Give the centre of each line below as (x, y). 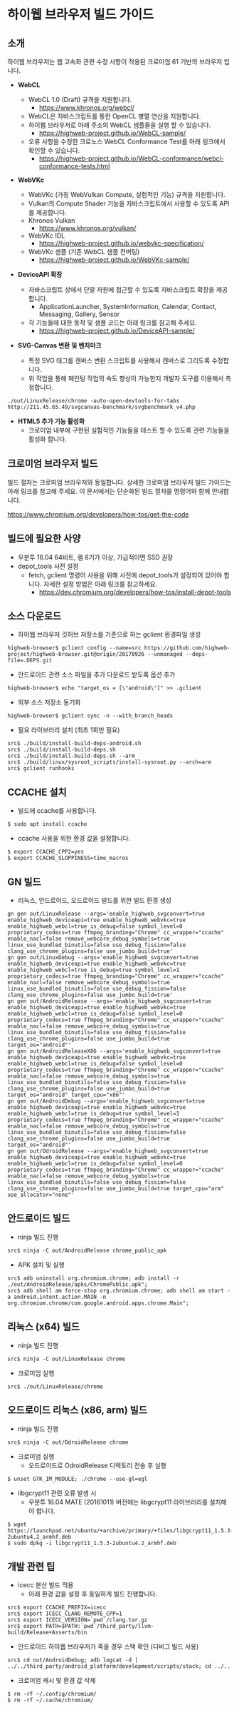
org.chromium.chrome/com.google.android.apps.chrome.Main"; (99, 1303)
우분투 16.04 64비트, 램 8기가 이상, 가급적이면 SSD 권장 (95, 557)
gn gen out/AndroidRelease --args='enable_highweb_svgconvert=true (110, 1001)
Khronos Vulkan (52, 221)
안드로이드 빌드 (39, 1219)
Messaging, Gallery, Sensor (79, 314)
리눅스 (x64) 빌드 (44, 1327)
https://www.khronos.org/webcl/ (87, 107)
